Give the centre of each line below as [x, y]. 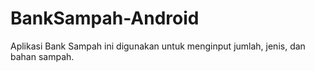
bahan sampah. [42, 56]
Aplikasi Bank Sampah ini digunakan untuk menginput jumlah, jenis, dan [158, 46]
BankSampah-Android [105, 18]
